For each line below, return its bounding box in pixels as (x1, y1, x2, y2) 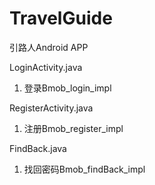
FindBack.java (9, 142, 67, 154)
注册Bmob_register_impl (23, 122, 124, 134)
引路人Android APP (9, 41, 89, 53)
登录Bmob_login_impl (23, 82, 112, 94)
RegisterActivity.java (9, 102, 94, 114)
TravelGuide (9, 7, 113, 30)
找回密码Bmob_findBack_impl (23, 163, 146, 175)
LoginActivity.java (9, 61, 83, 73)
